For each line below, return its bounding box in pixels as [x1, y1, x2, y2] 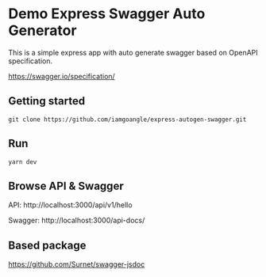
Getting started [8, 94, 86, 108]
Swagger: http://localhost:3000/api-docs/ [8, 215, 145, 226]
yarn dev [8, 157, 37, 166]
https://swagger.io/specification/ [8, 71, 115, 81]
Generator [8, 21, 77, 40]
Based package [8, 238, 87, 252]
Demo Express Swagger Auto [8, 5, 206, 23]
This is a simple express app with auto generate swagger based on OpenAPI [8, 47, 258, 57]
